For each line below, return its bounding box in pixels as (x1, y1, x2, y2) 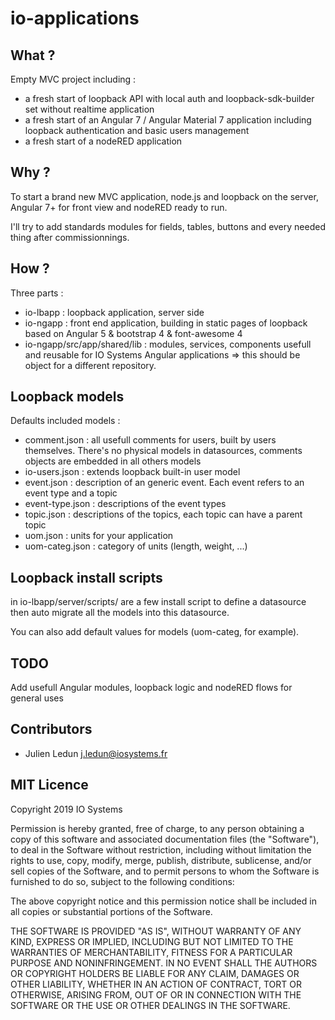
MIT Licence (10, 777, 89, 794)
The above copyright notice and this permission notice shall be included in (10, 895, 317, 907)
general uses (10, 692, 64, 704)
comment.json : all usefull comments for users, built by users (24, 434, 277, 446)
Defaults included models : (10, 415, 121, 427)
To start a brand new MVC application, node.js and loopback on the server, (10, 190, 319, 202)
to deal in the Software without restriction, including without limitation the (10, 843, 312, 856)
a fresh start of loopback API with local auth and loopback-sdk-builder (24, 93, 315, 104)
